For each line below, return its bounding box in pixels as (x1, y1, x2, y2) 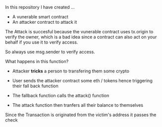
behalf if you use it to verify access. (5, 39, 78, 45)
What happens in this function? (5, 59, 69, 64)
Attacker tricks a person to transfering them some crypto (12, 68, 130, 74)
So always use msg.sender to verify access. (5, 49, 95, 55)
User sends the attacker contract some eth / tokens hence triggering (12, 78, 153, 83)
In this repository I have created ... (5, 4, 75, 10)
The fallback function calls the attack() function (12, 93, 109, 98)
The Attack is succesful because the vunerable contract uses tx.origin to (5, 29, 154, 34)
